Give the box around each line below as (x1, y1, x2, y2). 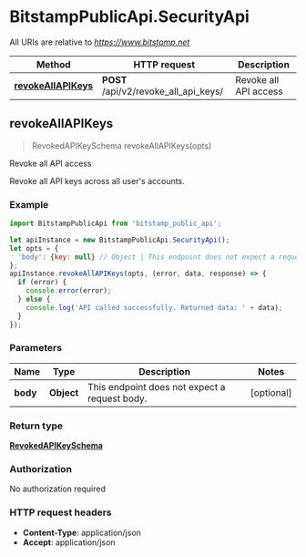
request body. (87, 392, 148, 405)
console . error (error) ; (25, 286, 112, 295)
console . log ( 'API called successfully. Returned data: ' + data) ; (25, 303, 283, 312)
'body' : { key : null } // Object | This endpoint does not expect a (17, 253, 275, 262)
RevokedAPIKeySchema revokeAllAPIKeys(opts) (31, 139, 212, 151)
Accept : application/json (22, 536, 116, 548)
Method (36, 57, 71, 70)
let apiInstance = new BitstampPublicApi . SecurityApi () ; (9, 235, 230, 244)
